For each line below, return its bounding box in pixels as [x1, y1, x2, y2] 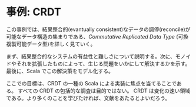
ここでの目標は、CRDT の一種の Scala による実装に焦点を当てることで [6, 80, 177, 87]
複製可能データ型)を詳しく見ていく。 [6, 40, 96, 47]
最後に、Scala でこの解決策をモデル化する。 [6, 67, 114, 74]
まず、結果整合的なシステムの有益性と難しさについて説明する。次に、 [6, 53, 175, 60]
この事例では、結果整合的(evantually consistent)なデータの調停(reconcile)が [6, 26, 191, 33]
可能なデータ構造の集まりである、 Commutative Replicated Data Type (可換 [6, 33, 189, 40]
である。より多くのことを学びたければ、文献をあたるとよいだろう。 [6, 94, 171, 101]
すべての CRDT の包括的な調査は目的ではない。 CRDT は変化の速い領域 [17, 87, 191, 94]
